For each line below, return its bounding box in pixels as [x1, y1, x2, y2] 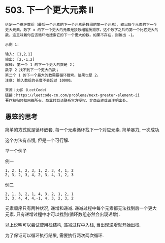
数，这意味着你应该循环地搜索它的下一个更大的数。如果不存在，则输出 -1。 [5, 33, 136, 38]
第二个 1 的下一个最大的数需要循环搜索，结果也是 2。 [5, 73, 101, 78]
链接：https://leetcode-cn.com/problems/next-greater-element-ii [5, 92, 140, 98]
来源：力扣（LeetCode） [5, 87, 49, 92]
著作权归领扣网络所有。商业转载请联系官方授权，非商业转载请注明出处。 [5, 98, 130, 103]
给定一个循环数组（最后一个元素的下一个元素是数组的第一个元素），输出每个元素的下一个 [5, 22, 158, 27]
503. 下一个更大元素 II [5, 4, 94, 16]
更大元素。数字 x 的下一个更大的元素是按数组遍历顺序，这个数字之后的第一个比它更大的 [5, 27, 159, 32]
